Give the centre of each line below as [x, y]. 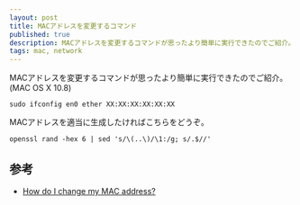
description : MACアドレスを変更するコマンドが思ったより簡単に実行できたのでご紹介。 [152, 43]
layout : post [34, 18]
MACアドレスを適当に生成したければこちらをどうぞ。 [109, 122]
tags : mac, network [46, 51]
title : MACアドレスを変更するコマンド [73, 26]
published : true [40, 34]
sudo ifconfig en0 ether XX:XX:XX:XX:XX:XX [92, 104]
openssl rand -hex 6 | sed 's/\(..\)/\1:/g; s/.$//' [110, 139]
